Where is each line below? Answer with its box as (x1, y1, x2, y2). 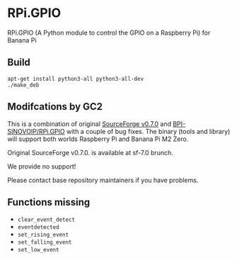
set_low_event (17, 247, 59, 254)
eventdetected (17, 224, 59, 231)
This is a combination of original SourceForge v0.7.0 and (7, 119, 172, 128)
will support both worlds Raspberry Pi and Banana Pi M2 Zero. (7, 135, 189, 143)
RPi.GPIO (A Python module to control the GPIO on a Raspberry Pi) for (7, 28, 211, 37)
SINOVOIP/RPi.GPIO (7, 127, 65, 135)
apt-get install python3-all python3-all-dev (7, 75, 144, 82)
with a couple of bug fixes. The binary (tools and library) (66, 127, 231, 135)
